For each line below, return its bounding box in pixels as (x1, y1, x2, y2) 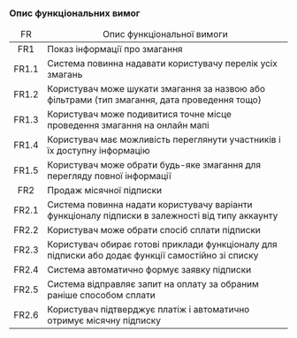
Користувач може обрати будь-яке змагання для (47, 159, 262, 171)
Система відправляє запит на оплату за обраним (47, 278, 259, 290)
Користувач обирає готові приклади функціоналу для (47, 238, 278, 251)
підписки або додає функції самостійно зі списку (47, 250, 259, 262)
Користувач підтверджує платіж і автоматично (47, 304, 250, 316)
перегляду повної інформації (47, 170, 171, 183)
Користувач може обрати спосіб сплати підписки (47, 224, 261, 237)
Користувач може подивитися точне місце (47, 109, 232, 121)
